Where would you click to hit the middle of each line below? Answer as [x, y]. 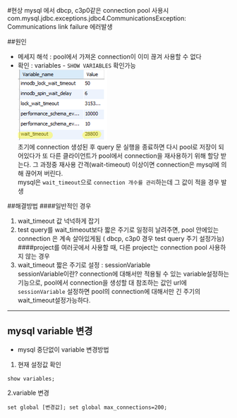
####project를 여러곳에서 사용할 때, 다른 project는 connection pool [113, 247]
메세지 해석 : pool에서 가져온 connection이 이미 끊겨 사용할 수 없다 [110, 56]
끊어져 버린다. [44, 173]
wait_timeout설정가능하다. [54, 300]
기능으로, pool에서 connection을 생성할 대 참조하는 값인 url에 [102, 283]
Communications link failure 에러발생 [60, 26]
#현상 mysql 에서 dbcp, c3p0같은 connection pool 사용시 [88, 10]
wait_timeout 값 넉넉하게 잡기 [59, 221]
